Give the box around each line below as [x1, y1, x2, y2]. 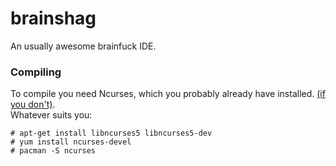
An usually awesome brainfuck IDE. [10, 40, 157, 52]
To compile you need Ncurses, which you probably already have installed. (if [10, 88, 326, 100]
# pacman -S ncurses [10, 146, 97, 156]
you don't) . [10, 98, 56, 111]
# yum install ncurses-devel [10, 137, 132, 147]
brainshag [10, 7, 97, 30]
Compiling [10, 65, 62, 79]
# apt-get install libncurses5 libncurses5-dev [10, 128, 213, 139]
